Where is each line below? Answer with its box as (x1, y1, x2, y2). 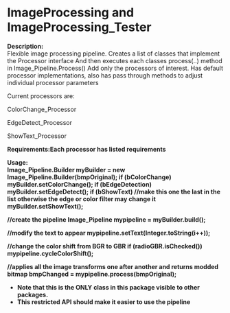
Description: (7, 42, 43, 50)
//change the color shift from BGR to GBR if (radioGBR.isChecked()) (7, 242, 203, 250)
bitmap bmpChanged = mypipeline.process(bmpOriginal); (7, 270, 177, 278)
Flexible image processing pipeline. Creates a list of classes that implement (7, 49, 220, 58)
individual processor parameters (7, 78, 99, 86)
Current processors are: (7, 91, 76, 100)
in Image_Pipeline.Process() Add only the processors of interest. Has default (7, 64, 223, 72)
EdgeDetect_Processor (7, 118, 73, 126)
